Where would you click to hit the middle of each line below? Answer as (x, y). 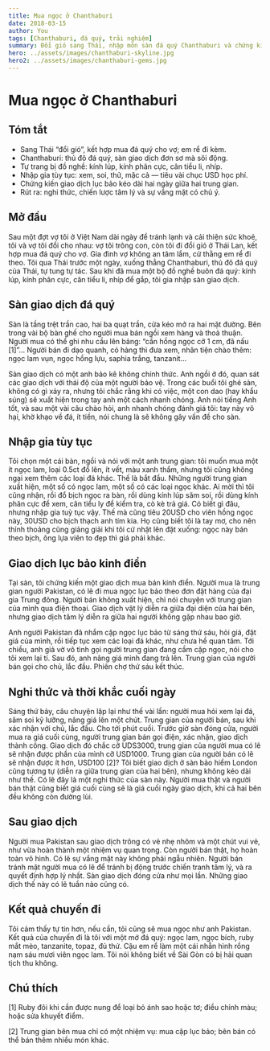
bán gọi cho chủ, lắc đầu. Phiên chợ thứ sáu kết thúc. (96, 667)
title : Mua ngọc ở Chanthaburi (61, 16)
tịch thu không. (33, 963)
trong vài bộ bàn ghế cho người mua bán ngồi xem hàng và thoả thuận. (126, 333)
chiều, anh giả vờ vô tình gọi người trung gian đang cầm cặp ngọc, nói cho (131, 650)
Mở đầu (27, 218)
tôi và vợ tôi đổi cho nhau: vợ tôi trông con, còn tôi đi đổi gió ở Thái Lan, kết (133, 245)
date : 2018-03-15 (37, 23)
